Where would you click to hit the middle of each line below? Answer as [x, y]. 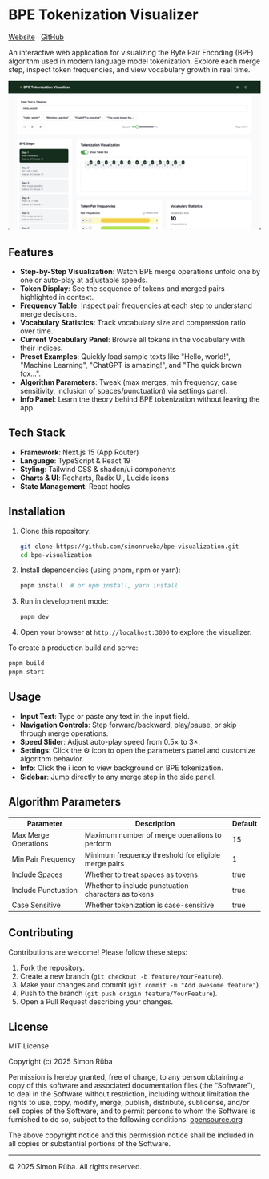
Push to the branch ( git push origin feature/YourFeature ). [118, 993]
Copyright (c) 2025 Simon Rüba [61, 1062]
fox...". [30, 373]
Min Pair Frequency [44, 859]
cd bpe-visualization [56, 555]
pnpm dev [34, 617]
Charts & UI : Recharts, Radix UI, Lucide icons [94, 478]
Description [155, 824]
